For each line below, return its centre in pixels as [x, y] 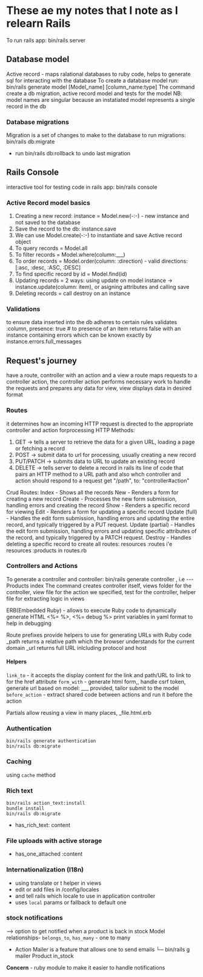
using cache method [31, 775]
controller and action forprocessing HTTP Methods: [71, 430]
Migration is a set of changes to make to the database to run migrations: [96, 135]
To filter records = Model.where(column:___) [70, 255]
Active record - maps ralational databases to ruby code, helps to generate [98, 74]
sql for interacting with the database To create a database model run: [92, 80]
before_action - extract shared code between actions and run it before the [99, 695]
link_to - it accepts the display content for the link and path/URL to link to [99, 675]
